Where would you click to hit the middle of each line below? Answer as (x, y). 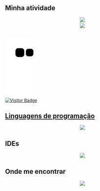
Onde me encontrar (36, 172)
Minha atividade (30, 8)
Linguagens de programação (50, 116)
